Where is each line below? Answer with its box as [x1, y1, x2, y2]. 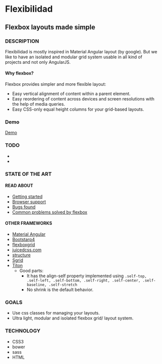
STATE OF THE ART [5, 170, 52, 177]
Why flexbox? [5, 70, 34, 76]
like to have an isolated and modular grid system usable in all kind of [5, 54, 142, 60]
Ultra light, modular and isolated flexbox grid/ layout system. [12, 315, 134, 321]
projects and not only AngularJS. [5, 59, 71, 65]
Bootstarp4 [12, 237, 35, 242]
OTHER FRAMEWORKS [5, 220, 52, 226]
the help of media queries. [12, 101, 65, 107]
